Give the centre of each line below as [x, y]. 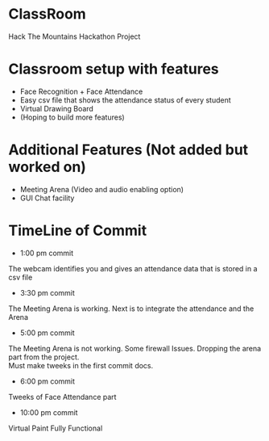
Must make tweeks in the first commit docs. [81, 365]
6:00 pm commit [47, 381]
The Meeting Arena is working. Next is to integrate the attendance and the [131, 309]
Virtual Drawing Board [57, 108]
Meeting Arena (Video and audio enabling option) [101, 189]
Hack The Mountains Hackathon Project [74, 36]
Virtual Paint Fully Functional [56, 428]
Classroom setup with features [114, 69]
